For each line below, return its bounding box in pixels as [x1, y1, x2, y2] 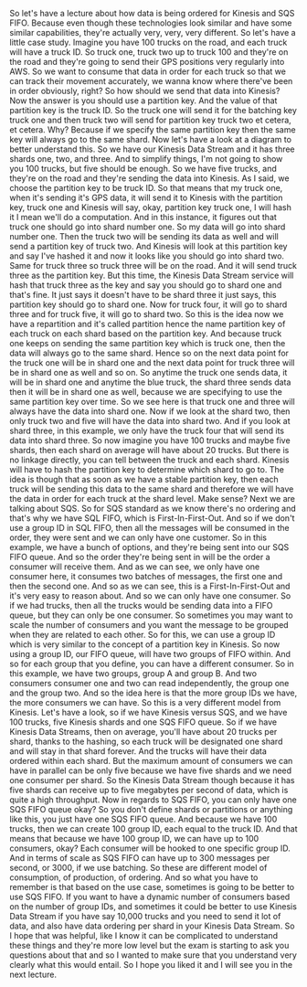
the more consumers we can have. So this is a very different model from [9, 697, 281, 707]
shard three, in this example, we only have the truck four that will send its [9, 425, 285, 436]
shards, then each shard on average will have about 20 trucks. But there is [9, 445, 290, 455]
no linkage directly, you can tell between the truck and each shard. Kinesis [9, 454, 290, 465]
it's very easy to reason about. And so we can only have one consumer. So [9, 590, 291, 601]
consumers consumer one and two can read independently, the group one [9, 678, 290, 688]
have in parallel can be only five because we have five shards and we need [9, 765, 292, 776]
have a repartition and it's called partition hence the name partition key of [9, 319, 286, 329]
